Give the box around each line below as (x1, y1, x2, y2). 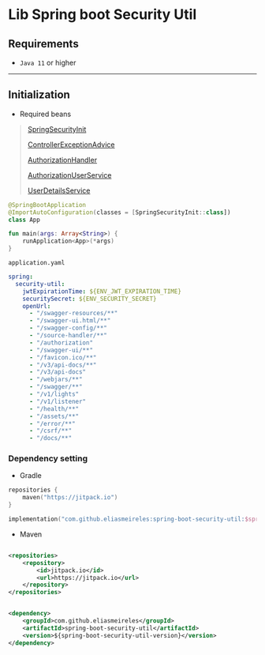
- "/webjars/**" (28, 375, 83, 384)
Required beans (19, 109, 72, 119)
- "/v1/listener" (28, 397, 87, 405)
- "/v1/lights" (28, 390, 80, 398)
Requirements (8, 37, 79, 51)
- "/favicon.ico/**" (28, 353, 97, 361)
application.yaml (8, 259, 65, 267)
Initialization (8, 88, 71, 102)
